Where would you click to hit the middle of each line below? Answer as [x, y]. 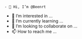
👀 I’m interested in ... [32, 16]
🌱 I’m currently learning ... [37, 21]
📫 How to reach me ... [34, 32]
